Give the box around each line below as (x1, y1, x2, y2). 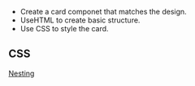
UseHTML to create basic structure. (19, 15, 141, 25)
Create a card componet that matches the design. (19, 7, 187, 16)
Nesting (8, 68, 35, 78)
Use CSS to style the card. (19, 24, 109, 33)
